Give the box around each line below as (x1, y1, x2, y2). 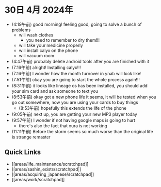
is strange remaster (11, 134, 51, 140)
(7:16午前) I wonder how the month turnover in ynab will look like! (11, 70, 142, 76)
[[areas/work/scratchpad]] (11, 176, 65, 182)
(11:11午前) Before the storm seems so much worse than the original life (11, 128, 153, 134)
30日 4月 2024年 (4, 4, 73, 16)
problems (11, 27, 31, 33)
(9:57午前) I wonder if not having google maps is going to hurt (11, 117, 135, 123)
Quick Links (4, 148, 41, 156)
